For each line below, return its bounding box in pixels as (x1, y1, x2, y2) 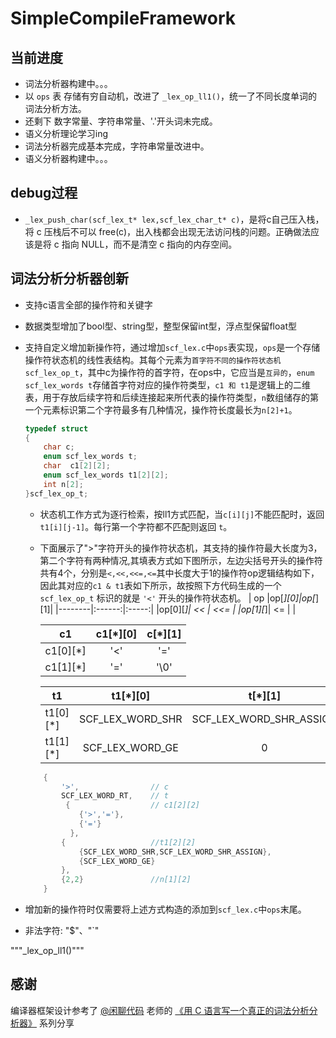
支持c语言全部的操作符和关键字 (24, 298, 153, 311)
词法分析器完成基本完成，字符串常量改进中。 (24, 140, 210, 152)
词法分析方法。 (24, 103, 87, 114)
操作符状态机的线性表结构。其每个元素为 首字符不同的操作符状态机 (24, 353, 282, 366)
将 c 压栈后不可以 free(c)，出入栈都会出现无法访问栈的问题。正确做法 (24, 225, 312, 237)
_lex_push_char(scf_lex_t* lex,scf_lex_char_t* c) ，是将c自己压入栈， (24, 213, 325, 225)
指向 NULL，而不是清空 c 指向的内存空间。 (61, 238, 238, 250)
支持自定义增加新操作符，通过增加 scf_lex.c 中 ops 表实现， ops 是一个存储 (24, 341, 321, 353)
